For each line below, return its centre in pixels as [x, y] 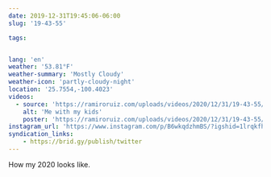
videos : [21, 97]
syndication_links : [41, 134]
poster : [35, 119]
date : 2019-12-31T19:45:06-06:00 [65, 16]
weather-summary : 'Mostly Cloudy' [67, 74]
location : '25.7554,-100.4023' [61, 89]
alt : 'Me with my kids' [63, 112]
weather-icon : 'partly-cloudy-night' [72, 82]
